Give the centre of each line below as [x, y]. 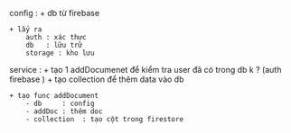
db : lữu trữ [54, 45]
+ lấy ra [26, 30]
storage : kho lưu [60, 53]
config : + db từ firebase [55, 13]
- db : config [60, 103]
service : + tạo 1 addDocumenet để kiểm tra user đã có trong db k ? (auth [145, 70]
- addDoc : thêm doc [64, 111]
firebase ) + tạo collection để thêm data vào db [97, 79]
